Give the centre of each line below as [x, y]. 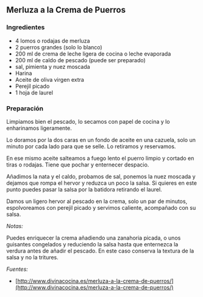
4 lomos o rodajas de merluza [52, 41]
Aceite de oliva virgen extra [49, 79]
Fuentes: [17, 269]
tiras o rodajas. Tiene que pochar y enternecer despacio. [78, 165]
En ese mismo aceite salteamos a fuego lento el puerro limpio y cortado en [100, 158]
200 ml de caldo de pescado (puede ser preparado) [80, 60]
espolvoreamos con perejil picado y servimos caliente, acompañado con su [101, 207]
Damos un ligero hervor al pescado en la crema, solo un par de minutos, [97, 201]
